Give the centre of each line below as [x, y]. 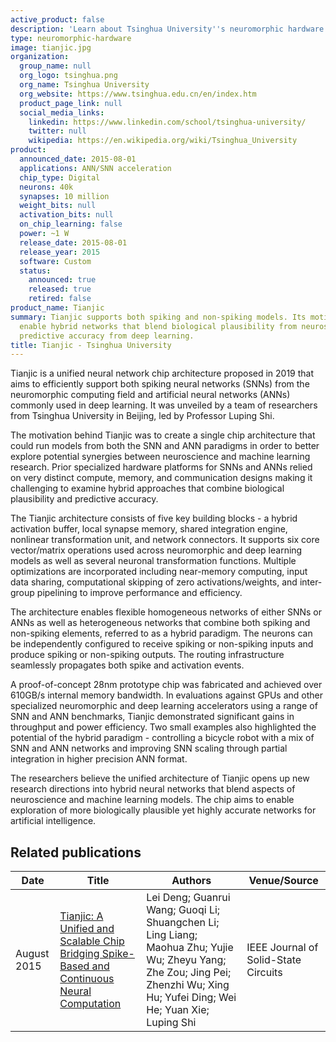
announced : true [62, 280]
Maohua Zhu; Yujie [190, 948]
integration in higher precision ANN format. [99, 759]
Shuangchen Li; [183, 923]
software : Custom [55, 261]
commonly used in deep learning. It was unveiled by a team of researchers [164, 405]
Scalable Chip [92, 941]
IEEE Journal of [282, 948]
